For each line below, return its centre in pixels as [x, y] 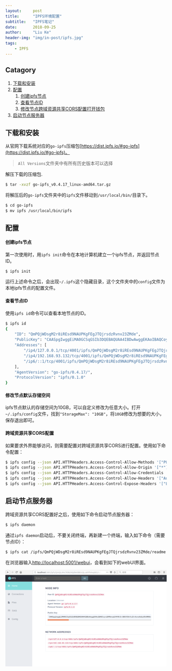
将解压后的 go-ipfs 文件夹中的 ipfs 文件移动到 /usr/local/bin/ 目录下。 [78, 195]
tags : [11, 44]
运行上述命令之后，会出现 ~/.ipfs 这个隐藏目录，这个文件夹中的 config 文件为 [85, 281]
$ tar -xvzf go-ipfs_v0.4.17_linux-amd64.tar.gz [58, 185]
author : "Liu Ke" [28, 33]
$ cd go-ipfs [19, 206]
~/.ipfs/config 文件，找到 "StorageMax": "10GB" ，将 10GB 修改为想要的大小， [85, 414]
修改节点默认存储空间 [28, 395]
